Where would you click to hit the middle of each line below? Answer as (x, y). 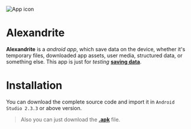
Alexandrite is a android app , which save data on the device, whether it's (96, 49)
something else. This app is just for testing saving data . (74, 61)
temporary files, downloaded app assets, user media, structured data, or (94, 55)
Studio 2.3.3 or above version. (44, 108)
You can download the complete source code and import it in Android (90, 102)
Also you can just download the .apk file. (70, 119)
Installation (34, 86)
